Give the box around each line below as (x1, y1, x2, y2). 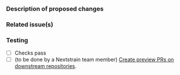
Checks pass (14, 49, 46, 57)
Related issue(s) (6, 20, 54, 28)
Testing (6, 36, 28, 44)
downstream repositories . (14, 63, 77, 70)
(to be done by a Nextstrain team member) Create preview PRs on (14, 56, 174, 63)
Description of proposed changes (6, 5, 104, 13)
